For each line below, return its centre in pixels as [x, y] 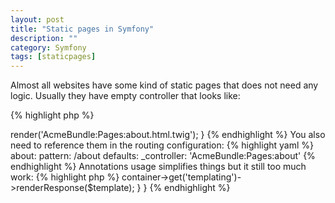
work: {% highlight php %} [65, 177]
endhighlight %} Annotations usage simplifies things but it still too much [158, 167]
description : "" [44, 38]
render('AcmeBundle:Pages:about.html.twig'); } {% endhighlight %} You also [168, 135]
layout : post [37, 19]
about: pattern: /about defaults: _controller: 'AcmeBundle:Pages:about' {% [163, 156]
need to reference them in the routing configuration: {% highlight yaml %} [162, 145]
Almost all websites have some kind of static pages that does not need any [164, 85]
